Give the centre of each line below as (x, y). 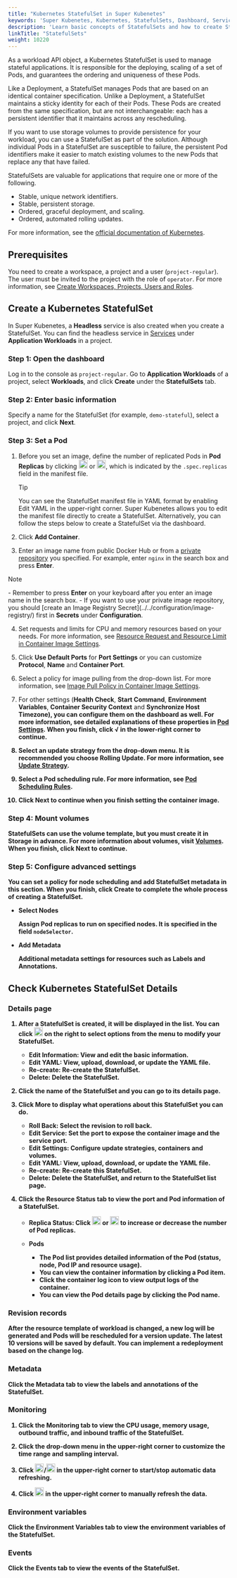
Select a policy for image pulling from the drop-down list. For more (115, 678)
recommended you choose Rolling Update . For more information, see (121, 758)
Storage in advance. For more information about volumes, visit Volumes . (116, 841)
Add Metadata (39, 945)
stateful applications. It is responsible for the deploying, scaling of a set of (115, 67)
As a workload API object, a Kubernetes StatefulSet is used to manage (110, 60)
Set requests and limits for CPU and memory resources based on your (120, 628)
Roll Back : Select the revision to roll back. (90, 1125)
